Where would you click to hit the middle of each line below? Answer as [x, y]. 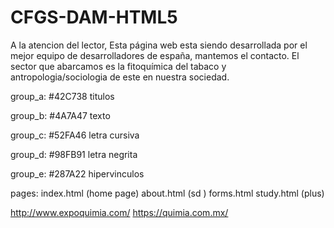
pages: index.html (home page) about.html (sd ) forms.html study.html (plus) [167, 193]
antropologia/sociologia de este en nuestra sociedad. [120, 77]
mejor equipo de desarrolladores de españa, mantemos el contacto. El [155, 55]
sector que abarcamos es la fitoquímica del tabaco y [118, 66]
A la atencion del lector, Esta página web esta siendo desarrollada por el [159, 45]
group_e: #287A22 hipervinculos [77, 173]
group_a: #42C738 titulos [62, 96]
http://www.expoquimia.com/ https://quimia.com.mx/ [119, 212]
